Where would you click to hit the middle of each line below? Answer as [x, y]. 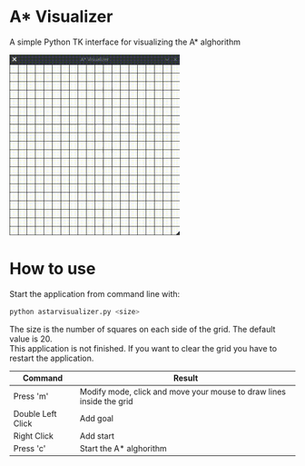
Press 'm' [31, 396]
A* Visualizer [61, 17]
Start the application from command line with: [95, 293]
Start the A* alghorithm [123, 449]
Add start [97, 436]
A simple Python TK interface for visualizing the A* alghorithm [125, 42]
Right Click [34, 436]
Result [186, 378]
